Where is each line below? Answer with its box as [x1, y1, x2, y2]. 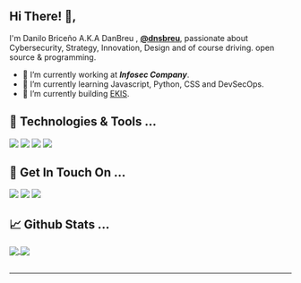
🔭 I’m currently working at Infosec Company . [21, 69, 190, 80]
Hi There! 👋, [9, 9, 77, 24]
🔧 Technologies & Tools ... [9, 114, 157, 130]
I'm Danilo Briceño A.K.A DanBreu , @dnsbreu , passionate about [9, 32, 249, 43]
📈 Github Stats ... [9, 217, 110, 232]
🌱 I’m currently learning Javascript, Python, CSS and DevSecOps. [21, 78, 264, 90]
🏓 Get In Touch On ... [9, 165, 126, 180]
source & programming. [9, 51, 97, 63]
